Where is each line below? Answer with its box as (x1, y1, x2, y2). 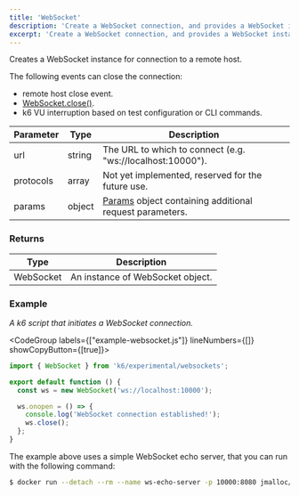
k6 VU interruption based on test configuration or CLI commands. (21, 108, 263, 118)
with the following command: (9, 460, 116, 471)
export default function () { (9, 378, 122, 386)
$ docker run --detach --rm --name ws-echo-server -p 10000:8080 (9, 477, 256, 486)
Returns (9, 232, 44, 245)
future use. (101, 180, 149, 192)
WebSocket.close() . (21, 98, 95, 109)
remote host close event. (21, 88, 114, 99)
